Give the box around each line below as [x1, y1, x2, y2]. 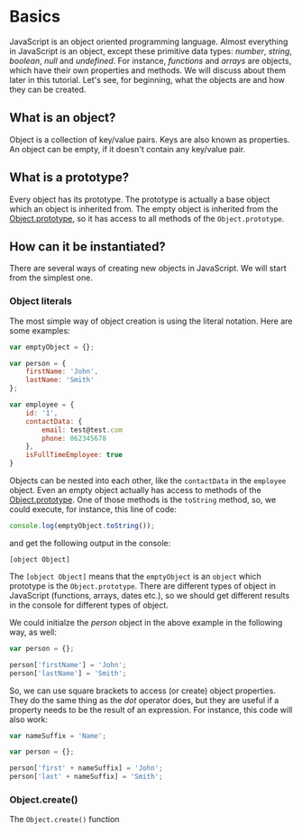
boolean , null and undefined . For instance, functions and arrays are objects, [9, 55, 292, 66]
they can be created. [9, 84, 87, 95]
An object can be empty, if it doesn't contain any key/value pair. [9, 143, 246, 154]
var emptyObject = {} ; [9, 343, 95, 352]
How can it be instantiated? [9, 239, 167, 254]
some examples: [9, 325, 70, 335]
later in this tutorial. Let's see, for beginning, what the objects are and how [9, 74, 286, 85]
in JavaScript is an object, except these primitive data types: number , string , [9, 45, 293, 56]
